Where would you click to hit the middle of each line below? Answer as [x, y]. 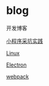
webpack [18, 76]
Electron [16, 65]
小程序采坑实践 [24, 41]
